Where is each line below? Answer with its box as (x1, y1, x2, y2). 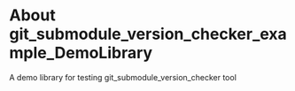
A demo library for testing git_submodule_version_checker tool (9, 72, 237, 82)
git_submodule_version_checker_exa (9, 24, 288, 44)
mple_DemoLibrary (9, 43, 153, 63)
